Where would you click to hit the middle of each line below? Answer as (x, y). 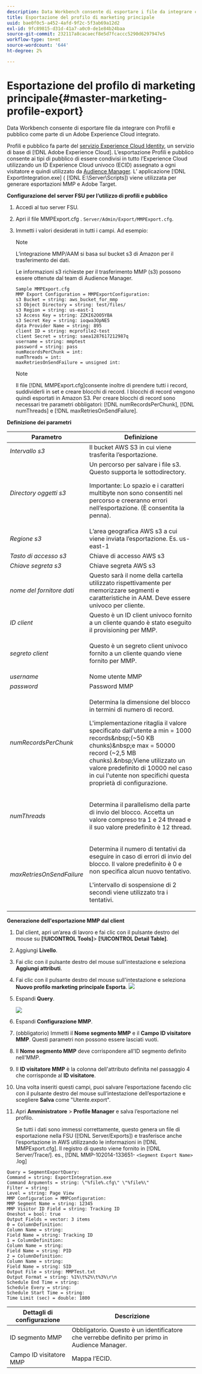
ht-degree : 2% (25, 51)
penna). (100, 515)
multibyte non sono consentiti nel (136, 493)
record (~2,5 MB (113, 753)
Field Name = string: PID (39, 1251)
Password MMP (111, 686)
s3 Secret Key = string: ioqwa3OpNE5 (63, 320)
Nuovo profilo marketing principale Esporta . (71, 987)
